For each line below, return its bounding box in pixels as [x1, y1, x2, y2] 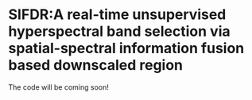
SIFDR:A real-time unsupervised [8, 6, 227, 24]
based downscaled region [8, 56, 184, 75]
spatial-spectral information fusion [8, 40, 245, 57]
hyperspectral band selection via [8, 22, 231, 40]
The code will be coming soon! [8, 82, 110, 92]
